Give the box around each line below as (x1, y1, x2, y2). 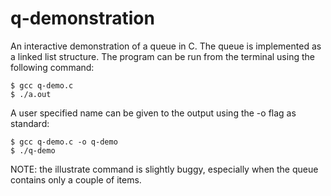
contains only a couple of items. (10, 173, 142, 186)
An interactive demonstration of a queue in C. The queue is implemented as (10, 40, 322, 52)
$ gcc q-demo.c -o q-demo (10, 137, 118, 147)
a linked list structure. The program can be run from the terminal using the (10, 50, 315, 62)
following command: (10, 61, 95, 73)
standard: (10, 117, 50, 129)
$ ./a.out (10, 89, 52, 99)
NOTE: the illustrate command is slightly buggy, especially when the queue (10, 163, 319, 175)
